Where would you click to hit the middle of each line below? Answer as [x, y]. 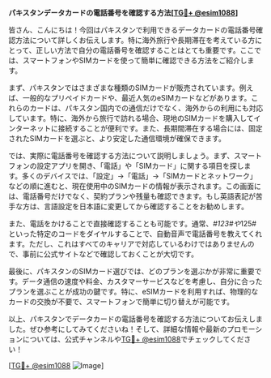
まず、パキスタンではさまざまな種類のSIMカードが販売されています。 [124, 88]
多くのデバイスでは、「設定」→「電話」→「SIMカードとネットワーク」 [139, 176]
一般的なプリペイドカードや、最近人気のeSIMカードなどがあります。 [137, 98]
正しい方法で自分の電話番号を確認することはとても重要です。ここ [145, 50]
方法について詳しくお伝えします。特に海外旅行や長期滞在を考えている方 [135, 40]
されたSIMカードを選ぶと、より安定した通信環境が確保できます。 [117, 138]
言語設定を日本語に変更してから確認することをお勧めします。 [146, 206]
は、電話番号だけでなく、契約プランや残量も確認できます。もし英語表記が [132, 196]
